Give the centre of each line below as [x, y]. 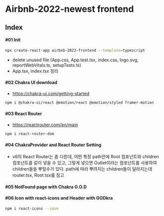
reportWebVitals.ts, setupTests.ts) [47, 65]
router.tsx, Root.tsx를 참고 [38, 175]
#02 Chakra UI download [31, 83]
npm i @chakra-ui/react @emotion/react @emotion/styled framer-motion [80, 102]
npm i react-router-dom [30, 134]
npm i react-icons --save [32, 209]
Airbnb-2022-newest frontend [70, 9]
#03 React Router [24, 114]
